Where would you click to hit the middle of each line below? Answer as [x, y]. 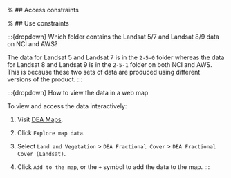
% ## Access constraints [43, 10]
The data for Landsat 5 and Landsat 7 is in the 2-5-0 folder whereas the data [116, 57]
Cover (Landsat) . [41, 154]
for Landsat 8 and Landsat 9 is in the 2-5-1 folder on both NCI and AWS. [110, 65]
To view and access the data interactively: [67, 106]
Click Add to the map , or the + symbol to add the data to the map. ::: [113, 167]
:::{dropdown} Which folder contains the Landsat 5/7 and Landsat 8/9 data [113, 37]
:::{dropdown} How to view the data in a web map [78, 93]
